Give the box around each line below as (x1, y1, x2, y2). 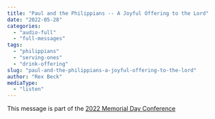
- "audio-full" (13, 29, 57, 36)
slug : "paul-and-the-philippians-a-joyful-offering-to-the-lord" (7, 67, 197, 73)
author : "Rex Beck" (7, 73, 63, 80)
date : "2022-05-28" (7, 16, 63, 23)
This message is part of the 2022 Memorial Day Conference (7, 105, 176, 113)
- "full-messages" (13, 35, 66, 42)
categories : (7, 22, 41, 29)
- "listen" (13, 86, 44, 92)
